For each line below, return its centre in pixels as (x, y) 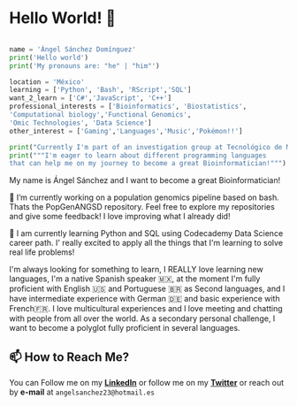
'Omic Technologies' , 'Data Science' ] (80, 123)
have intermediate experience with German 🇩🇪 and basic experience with (145, 299)
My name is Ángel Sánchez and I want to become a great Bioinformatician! (145, 180)
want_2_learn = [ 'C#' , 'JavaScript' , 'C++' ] (91, 98)
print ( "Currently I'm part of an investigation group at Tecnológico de (146, 147)
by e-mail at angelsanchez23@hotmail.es (82, 392)
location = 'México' (47, 82)
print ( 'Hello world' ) (49, 57)
